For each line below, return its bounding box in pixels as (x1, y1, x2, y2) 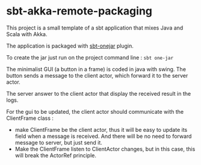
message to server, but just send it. (14, 139, 102, 146)
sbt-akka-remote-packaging (6, 4, 152, 18)
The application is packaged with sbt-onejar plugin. (6, 42, 134, 49)
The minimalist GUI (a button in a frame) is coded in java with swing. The (6, 65, 187, 73)
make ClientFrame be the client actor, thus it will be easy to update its (14, 126, 188, 133)
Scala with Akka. (6, 30, 48, 37)
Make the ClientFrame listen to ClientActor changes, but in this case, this (14, 145, 196, 152)
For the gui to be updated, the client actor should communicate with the (6, 108, 184, 115)
